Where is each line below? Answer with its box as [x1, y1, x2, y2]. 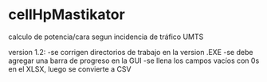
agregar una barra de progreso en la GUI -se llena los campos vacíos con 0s [8, 56, 260, 65]
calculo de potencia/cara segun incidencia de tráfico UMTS [8, 32, 204, 41]
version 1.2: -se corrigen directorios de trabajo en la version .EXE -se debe [8, 47, 253, 57]
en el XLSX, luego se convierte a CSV [8, 64, 132, 73]
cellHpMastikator [8, 6, 125, 24]
